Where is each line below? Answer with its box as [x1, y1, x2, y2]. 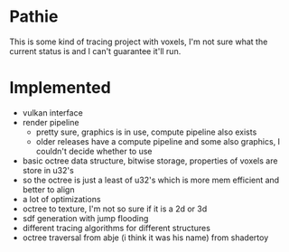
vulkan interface [22, 107, 83, 118]
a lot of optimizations [22, 193, 101, 204]
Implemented [9, 78, 111, 98]
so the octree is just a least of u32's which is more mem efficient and [22, 174, 280, 185]
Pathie [9, 6, 59, 27]
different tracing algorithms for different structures [22, 222, 210, 233]
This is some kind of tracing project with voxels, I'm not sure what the [9, 36, 268, 47]
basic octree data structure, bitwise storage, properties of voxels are [22, 155, 278, 166]
